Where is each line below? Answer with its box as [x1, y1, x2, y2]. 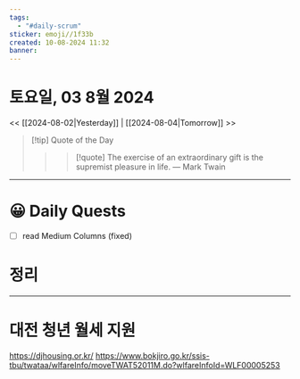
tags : [9, 12, 29, 22]
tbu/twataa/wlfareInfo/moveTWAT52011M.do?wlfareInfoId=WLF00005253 [9, 359, 280, 370]
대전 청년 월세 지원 [9, 320, 136, 341]
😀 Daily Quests [9, 202, 127, 221]
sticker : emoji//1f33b [9, 29, 94, 38]
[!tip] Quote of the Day [30, 135, 114, 145]
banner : [9, 46, 38, 55]
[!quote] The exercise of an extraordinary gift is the [75, 152, 263, 163]
